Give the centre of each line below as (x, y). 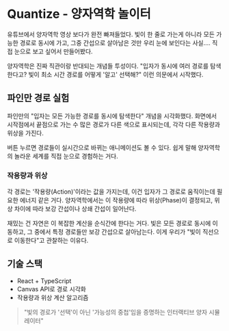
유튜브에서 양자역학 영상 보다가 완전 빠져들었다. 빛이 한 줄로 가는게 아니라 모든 (111, 34)
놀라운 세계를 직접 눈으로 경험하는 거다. (66, 156)
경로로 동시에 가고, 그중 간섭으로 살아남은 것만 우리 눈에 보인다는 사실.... (115, 42)
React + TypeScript (44, 280)
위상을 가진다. (26, 133)
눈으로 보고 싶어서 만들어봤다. (54, 51)
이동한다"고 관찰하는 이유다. (51, 241)
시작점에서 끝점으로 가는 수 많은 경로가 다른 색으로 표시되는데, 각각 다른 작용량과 (114, 124)
